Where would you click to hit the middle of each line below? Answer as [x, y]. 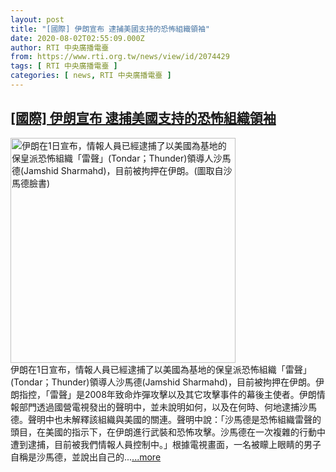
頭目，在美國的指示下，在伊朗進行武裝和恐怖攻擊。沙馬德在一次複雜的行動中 [168, 432]
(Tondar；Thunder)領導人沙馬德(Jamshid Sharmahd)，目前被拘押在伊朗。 [163, 382]
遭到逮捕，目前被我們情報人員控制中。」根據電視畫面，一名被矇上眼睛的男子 [166, 444]
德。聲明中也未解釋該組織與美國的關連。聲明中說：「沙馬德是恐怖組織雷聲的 [166, 419]
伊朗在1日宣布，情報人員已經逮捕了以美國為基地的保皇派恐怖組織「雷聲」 [161, 369]
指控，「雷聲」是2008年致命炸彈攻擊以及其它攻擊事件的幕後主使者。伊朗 [167, 394]
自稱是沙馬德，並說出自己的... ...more [86, 457]
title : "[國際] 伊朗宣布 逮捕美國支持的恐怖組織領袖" [110, 29]
